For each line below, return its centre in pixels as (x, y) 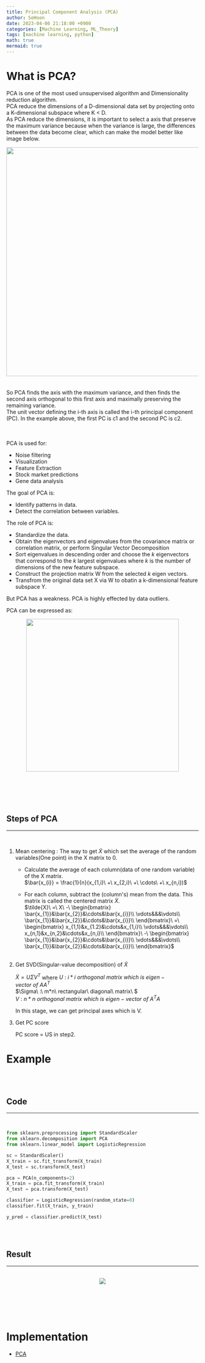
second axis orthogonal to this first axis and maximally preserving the (94, 399)
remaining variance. (31, 405)
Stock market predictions (47, 474)
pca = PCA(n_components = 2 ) (41, 1178)
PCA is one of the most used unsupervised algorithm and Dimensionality (97, 93)
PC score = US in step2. (45, 1034)
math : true (20, 40)
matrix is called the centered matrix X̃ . (72, 901)
